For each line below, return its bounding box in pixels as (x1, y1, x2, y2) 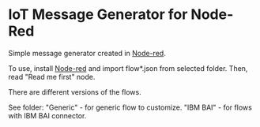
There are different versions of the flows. (8, 87, 142, 96)
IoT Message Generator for (8, 6, 188, 24)
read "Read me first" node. (8, 72, 96, 81)
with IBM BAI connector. (8, 110, 87, 120)
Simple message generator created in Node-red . (8, 48, 166, 58)
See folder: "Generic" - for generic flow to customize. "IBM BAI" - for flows (8, 103, 253, 112)
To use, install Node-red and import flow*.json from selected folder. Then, (8, 63, 248, 73)
